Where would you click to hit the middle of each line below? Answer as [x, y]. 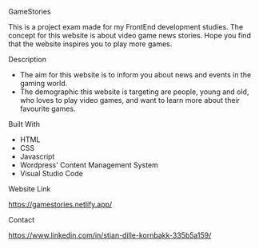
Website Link [30, 189]
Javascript [37, 156]
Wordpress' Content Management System [89, 165]
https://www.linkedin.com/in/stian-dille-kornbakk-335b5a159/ [110, 235]
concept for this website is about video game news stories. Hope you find [130, 35]
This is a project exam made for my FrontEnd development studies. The [126, 27]
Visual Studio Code [52, 173]
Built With [24, 124]
